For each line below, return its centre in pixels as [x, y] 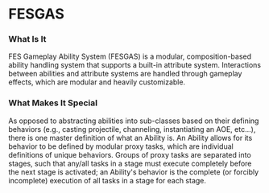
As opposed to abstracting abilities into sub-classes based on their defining [134, 121]
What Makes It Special [53, 103]
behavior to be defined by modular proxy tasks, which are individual [121, 146]
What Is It [27, 39]
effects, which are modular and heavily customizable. [97, 82]
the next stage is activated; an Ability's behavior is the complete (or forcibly [134, 172]
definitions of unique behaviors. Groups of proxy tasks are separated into [130, 154]
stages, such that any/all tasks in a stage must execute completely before [130, 163]
